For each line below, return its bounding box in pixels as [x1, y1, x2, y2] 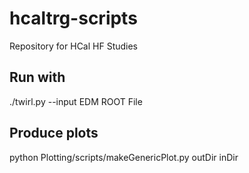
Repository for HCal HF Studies [9, 40, 139, 52]
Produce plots [9, 125, 99, 142]
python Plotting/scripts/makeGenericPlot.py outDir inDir [9, 151, 239, 163]
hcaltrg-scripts [9, 7, 138, 30]
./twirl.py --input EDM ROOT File [9, 95, 143, 107]
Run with [9, 69, 66, 86]
